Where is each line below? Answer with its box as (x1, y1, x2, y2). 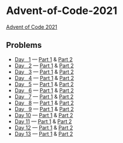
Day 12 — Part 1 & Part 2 (14, 124, 73, 131)
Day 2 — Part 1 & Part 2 (14, 62, 74, 69)
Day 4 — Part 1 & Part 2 (14, 74, 74, 81)
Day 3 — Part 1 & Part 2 (14, 68, 74, 75)
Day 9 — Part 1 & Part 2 (14, 105, 74, 112)
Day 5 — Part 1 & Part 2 (14, 81, 74, 88)
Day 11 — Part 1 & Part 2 (14, 118, 72, 125)
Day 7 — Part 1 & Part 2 (14, 93, 74, 100)
